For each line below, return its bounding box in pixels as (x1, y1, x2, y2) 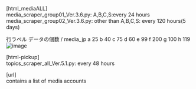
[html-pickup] (6, 54, 40, 60)
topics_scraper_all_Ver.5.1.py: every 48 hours (6, 60, 115, 67)
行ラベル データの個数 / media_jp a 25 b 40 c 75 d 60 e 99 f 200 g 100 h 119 (6, 36, 191, 43)
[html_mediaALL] (6, 5, 48, 12)
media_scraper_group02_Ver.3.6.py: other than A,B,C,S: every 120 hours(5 (6, 18, 186, 24)
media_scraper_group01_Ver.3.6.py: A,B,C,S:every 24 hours (6, 11, 151, 18)
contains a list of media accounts (6, 77, 87, 84)
